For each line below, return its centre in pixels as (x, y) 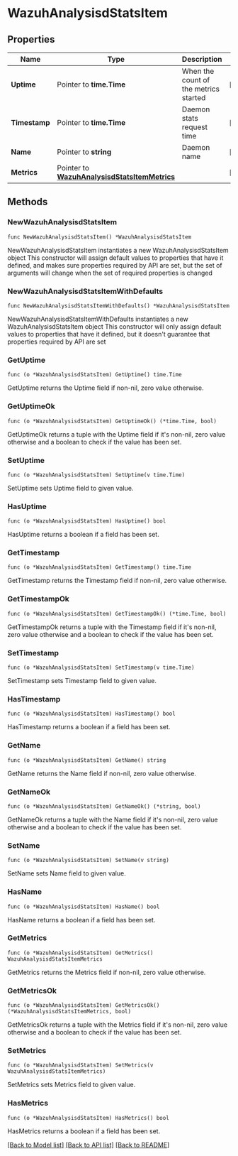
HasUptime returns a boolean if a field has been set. (83, 535)
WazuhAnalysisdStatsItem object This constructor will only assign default (114, 326)
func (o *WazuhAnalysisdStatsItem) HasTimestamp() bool (91, 714)
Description (202, 59)
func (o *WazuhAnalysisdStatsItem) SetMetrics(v (80, 1065)
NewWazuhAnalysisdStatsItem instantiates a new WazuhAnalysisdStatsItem (118, 250)
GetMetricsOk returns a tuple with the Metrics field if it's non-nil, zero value (118, 1025)
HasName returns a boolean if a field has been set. (81, 920)
